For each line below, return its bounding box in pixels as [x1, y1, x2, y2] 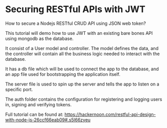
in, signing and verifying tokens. [5, 101, 72, 107]
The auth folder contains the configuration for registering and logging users [5, 96, 162, 102]
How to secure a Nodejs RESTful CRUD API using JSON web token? [5, 20, 146, 26]
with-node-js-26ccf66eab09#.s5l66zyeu [5, 116, 91, 122]
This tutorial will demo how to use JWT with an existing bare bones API [5, 30, 153, 36]
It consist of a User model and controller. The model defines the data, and [5, 45, 159, 51]
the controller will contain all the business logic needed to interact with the [5, 51, 160, 57]
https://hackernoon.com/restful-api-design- [65, 111, 156, 117]
